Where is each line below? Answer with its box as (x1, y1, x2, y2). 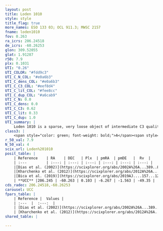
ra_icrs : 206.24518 (5, 39, 45, 44)
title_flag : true (5, 20, 40, 26)
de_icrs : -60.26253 (5, 43, 45, 48)
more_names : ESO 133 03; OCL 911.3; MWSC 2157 (5, 25, 101, 30)
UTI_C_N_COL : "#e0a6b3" (5, 75, 53, 79)
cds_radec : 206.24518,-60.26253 (5, 183, 70, 187)
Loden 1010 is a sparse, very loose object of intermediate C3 (14, 124, 145, 129)
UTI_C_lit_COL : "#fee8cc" (5, 88, 57, 93)
